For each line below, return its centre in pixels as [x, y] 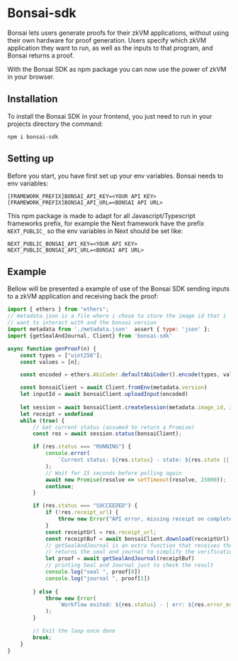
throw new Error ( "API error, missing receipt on [131, 519]
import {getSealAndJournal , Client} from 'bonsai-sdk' [90, 335]
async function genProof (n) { [52, 349]
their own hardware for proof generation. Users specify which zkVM [107, 40]
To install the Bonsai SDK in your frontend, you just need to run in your [110, 116]
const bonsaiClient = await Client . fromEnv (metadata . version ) [114, 388]
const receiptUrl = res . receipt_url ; [101, 532]
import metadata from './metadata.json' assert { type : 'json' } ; [109, 329]
